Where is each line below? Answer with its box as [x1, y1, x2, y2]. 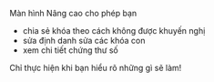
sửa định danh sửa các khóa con [22, 36, 146, 46]
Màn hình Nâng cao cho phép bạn [9, 8, 138, 18]
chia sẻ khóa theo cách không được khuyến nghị [22, 26, 206, 36]
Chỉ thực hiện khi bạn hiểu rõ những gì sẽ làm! [9, 63, 182, 73]
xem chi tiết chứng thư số [22, 45, 118, 56]
